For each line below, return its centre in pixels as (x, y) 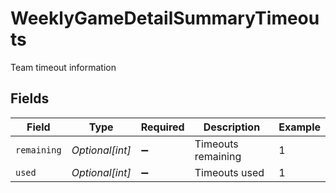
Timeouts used (229, 172)
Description (232, 127)
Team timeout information (63, 67)
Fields (30, 98)
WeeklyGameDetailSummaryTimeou (165, 18)
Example (299, 127)
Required (162, 127)
